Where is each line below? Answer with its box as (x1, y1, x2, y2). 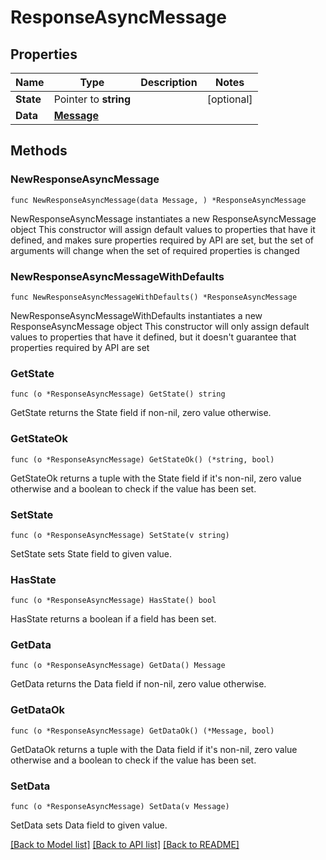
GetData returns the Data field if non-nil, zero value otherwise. (10, 678, 267, 690)
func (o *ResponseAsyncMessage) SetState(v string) (10, 530, 230, 540)
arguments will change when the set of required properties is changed (10, 244, 300, 256)
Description (140, 76, 198, 89)
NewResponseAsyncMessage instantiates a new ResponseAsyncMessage (10, 212, 317, 225)
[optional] (206, 92, 253, 106)
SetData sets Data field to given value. (10, 819, 168, 831)
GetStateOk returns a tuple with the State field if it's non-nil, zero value (10, 472, 302, 484)
